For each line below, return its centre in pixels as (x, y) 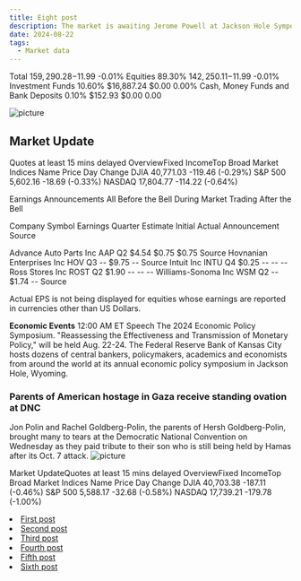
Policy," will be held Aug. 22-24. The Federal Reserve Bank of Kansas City (146, 344)
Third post (40, 538)
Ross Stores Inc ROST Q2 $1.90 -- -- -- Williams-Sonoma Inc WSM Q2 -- (144, 272)
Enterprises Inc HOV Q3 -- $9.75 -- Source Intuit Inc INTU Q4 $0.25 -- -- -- (149, 262)
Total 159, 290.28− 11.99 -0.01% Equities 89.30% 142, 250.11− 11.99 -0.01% (145, 76)
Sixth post (39, 567)
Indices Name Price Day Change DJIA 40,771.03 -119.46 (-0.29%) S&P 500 (148, 172)
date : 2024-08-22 (42, 34)
